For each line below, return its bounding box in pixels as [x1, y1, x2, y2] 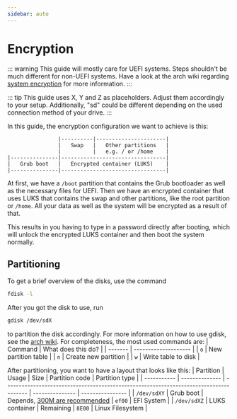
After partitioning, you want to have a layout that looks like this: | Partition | [7, 366, 224, 375]
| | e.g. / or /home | [57, 148, 170, 155]
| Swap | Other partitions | [57, 142, 170, 149]
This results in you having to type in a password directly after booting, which [7, 222, 231, 231]
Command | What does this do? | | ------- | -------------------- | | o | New [7, 345, 223, 354]
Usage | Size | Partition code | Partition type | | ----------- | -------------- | [7, 374, 225, 382]
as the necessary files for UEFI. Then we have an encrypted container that [7, 186, 224, 195]
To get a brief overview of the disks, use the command [7, 277, 167, 285]
